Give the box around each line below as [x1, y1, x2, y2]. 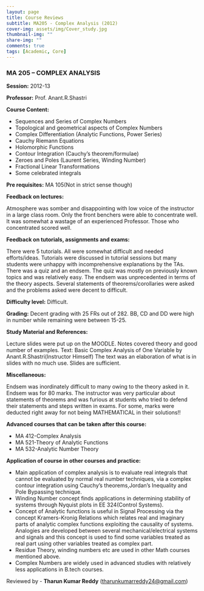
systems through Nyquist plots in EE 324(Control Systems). [15, 501, 164, 508]
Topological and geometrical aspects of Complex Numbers [15, 124, 163, 131]
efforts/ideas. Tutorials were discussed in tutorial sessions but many [6, 254, 177, 261]
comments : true [6, 43, 45, 49]
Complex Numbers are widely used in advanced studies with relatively [15, 559, 191, 567]
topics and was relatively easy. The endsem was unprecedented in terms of [6, 274, 195, 281]
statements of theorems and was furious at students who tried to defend [6, 396, 188, 403]
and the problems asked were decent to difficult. [6, 286, 128, 294]
